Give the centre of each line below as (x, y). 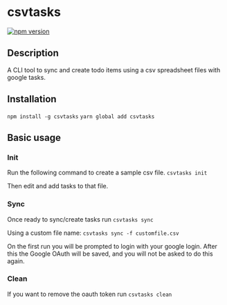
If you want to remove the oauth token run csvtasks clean (90, 294)
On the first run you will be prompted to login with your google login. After (112, 246)
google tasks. (27, 77)
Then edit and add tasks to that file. (58, 186)
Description (33, 53)
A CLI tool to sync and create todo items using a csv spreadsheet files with (114, 69)
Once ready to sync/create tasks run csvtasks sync (80, 219)
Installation (32, 99)
